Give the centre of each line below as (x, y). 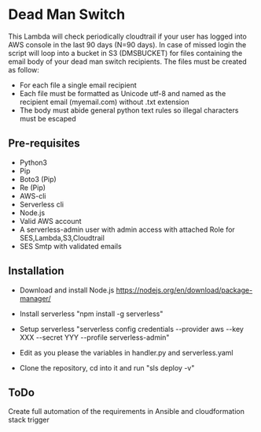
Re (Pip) (32, 188)
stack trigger (29, 420)
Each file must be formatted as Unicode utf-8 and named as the (123, 93)
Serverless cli (42, 204)
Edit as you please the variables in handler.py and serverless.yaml (126, 352)
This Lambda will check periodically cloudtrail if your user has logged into (128, 36)
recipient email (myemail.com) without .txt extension (104, 102)
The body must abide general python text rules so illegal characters (129, 110)
